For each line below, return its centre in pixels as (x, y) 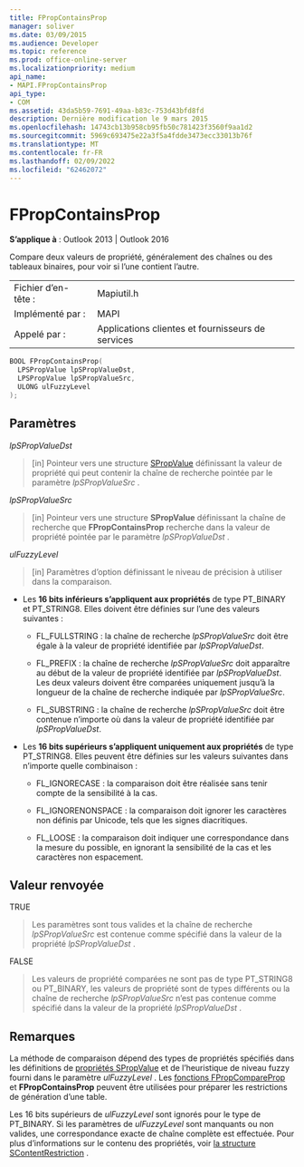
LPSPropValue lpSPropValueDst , (76, 370)
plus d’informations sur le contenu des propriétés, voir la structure (133, 1143)
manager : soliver (42, 26)
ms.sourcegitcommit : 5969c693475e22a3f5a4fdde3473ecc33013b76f (131, 136)
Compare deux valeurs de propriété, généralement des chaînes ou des (141, 257)
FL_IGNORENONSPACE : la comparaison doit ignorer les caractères (161, 810)
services (115, 340)
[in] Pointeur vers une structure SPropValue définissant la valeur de (157, 462)
